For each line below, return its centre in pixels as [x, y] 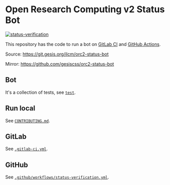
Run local [20, 108]
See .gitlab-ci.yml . [27, 149]
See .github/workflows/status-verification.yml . [57, 177]
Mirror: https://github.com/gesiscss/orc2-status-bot [60, 64]
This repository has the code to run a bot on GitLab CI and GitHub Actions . [83, 44]
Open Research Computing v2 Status [85, 9]
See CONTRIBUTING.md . [28, 120]
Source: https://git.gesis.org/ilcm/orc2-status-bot [57, 54]
